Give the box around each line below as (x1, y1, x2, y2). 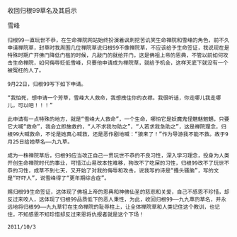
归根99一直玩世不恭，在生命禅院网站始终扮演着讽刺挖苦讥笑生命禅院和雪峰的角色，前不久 (7, 37, 230, 44)
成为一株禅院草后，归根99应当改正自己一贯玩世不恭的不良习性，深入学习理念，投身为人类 (7, 152, 230, 159)
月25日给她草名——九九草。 (7, 138, 73, 145)
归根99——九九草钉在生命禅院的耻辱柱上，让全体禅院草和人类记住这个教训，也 (23, 204, 215, 211)
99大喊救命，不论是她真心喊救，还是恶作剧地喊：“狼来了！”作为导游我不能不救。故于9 (12, 131, 229, 138)
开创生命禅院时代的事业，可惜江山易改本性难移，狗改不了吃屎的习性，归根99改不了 (7, 160, 214, 167)
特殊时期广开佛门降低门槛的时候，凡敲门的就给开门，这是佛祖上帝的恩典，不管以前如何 (7, 52, 224, 59)
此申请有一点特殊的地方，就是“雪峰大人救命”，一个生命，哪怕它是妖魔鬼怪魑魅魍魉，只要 (7, 116, 230, 123)
